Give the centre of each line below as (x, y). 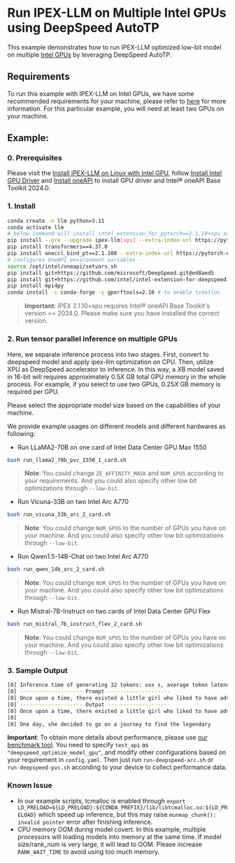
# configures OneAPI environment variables (72, 260)
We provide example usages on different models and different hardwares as (116, 426)
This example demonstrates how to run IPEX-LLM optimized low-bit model (114, 47)
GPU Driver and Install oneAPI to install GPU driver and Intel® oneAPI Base (114, 181)
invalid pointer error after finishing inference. (85, 822)
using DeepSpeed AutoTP (83, 28)
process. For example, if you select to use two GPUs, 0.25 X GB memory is (114, 384)
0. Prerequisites (35, 158)
